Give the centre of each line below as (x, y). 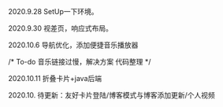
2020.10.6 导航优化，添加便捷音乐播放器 (73, 45)
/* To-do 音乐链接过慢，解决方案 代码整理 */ (80, 62)
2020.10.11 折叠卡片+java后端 (55, 78)
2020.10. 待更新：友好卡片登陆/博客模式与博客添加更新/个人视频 (111, 95)
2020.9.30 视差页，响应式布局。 (60, 28)
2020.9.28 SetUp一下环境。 (53, 11)
